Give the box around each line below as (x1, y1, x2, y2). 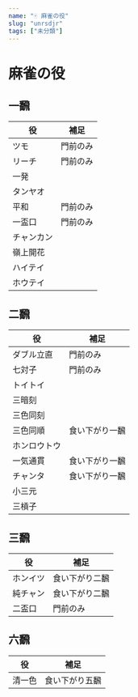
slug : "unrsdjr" (8, 19, 63, 28)
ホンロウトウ (12, 440, 62, 452)
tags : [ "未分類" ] (8, 27, 63, 35)
